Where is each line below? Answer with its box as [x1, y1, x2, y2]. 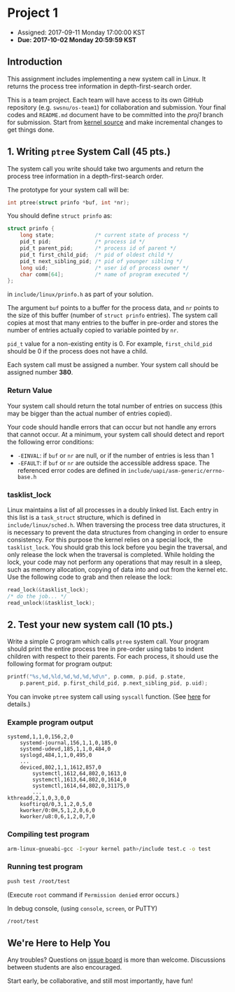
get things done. [7, 125, 55, 134]
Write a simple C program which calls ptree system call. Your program [7, 637, 210, 646]
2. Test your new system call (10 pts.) [7, 619, 173, 631]
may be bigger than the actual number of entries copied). [7, 409, 173, 417]
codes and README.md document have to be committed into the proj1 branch [7, 110, 224, 119]
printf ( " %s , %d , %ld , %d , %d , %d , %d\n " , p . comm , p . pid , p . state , [7, 673, 187, 681]
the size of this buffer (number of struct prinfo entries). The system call [7, 311, 218, 320]
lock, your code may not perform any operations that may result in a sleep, [7, 558, 222, 566]
